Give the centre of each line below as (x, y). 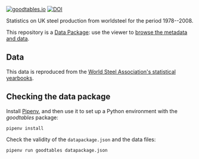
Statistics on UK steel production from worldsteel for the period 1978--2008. (100, 21)
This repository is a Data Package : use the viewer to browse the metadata (97, 32)
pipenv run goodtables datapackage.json (57, 150)
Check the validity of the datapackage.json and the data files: (81, 139)
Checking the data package (58, 97)
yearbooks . (20, 78)
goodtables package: (32, 117)
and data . (18, 38)
